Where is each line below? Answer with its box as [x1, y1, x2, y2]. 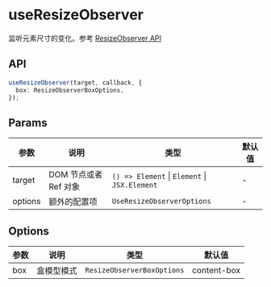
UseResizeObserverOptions [111, 197, 211, 206]
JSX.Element [111, 181, 158, 190]
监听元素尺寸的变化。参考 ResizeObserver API [8, 33, 162, 43]
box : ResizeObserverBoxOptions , [15, 86, 125, 94]
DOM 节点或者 [48, 169, 103, 181]
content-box [192, 264, 240, 276]
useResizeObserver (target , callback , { [8, 78, 143, 86]
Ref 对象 [48, 181, 81, 193]
